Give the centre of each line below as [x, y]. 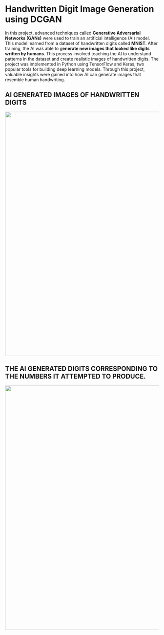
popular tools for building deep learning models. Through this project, [75, 69]
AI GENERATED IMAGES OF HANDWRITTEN [72, 95]
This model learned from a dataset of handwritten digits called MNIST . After [81, 43]
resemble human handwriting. [35, 80]
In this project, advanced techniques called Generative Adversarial [73, 33]
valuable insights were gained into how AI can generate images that [73, 74]
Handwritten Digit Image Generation [80, 9]
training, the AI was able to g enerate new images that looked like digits [77, 48]
